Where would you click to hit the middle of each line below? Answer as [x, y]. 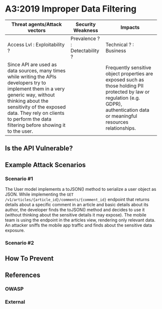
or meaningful [121, 116]
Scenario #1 [19, 179]
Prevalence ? [85, 38]
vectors [37, 30]
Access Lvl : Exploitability [36, 45]
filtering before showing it [37, 125]
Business [116, 50]
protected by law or [128, 92]
